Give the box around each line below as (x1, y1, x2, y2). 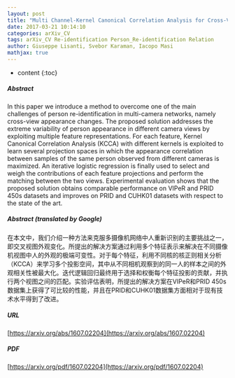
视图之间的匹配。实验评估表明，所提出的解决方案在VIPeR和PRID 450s (25, 277, 227, 286)
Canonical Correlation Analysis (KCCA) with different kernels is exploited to (7, 139, 224, 148)
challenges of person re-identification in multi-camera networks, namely (7, 109, 216, 118)
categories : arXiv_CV (7, 29, 71, 37)
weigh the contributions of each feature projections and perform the (7, 169, 204, 177)
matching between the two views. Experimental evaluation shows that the (7, 176, 220, 185)
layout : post (7, 10, 45, 17)
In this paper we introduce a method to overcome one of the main (7, 102, 197, 111)
